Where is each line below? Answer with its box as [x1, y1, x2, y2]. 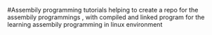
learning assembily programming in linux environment [7, 21, 163, 28]
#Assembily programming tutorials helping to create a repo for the [7, 6, 199, 14]
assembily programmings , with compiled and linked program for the [7, 13, 205, 21]
